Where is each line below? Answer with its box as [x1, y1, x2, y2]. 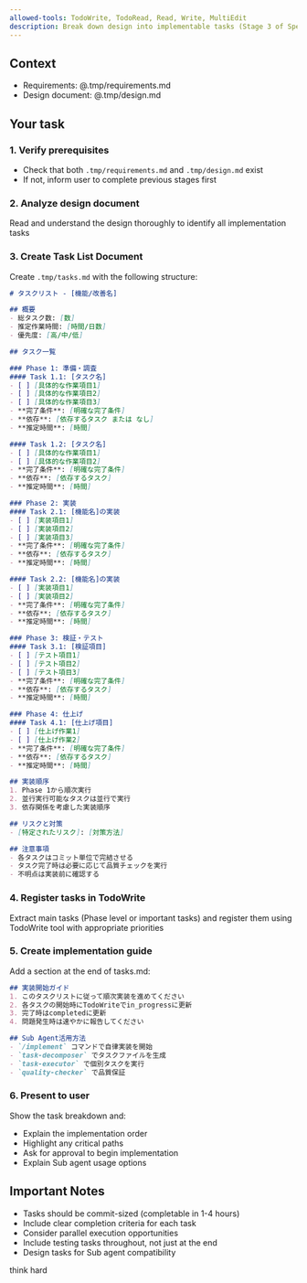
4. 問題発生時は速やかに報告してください [9, 1017, 144, 1027]
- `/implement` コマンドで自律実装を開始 [9, 1042, 153, 1052]
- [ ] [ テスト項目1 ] [9, 651, 80, 660]
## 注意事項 [9, 844, 50, 853]
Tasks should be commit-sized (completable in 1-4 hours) [22, 1208, 240, 1219]
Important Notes [9, 1183, 105, 1199]
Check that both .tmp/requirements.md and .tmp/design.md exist [22, 165, 263, 175]
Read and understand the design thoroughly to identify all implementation [9, 218, 287, 229]
